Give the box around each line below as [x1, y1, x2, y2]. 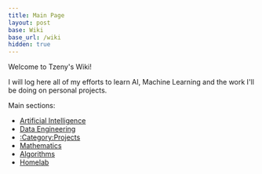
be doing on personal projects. [8, 85, 107, 95]
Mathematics [19, 141, 62, 150]
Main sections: [8, 101, 56, 111]
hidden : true [8, 41, 51, 49]
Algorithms [19, 150, 56, 159]
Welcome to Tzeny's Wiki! [8, 62, 93, 71]
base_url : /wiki [8, 33, 61, 42]
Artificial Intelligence [19, 116, 86, 125]
